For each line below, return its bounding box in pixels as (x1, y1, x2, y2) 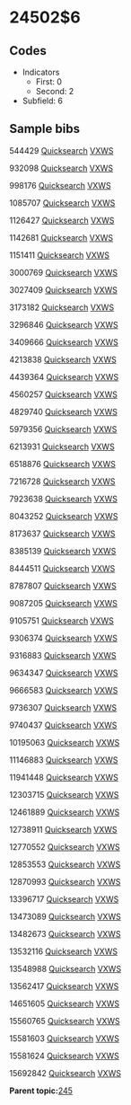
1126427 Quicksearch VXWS (9, 215, 115, 225)
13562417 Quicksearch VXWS (9, 980, 119, 991)
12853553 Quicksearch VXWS (9, 859, 121, 870)
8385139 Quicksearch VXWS (9, 545, 117, 556)
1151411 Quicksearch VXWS (9, 250, 110, 261)
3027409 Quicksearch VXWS (9, 284, 118, 295)
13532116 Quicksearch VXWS (9, 946, 118, 957)
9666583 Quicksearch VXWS (9, 685, 118, 695)
